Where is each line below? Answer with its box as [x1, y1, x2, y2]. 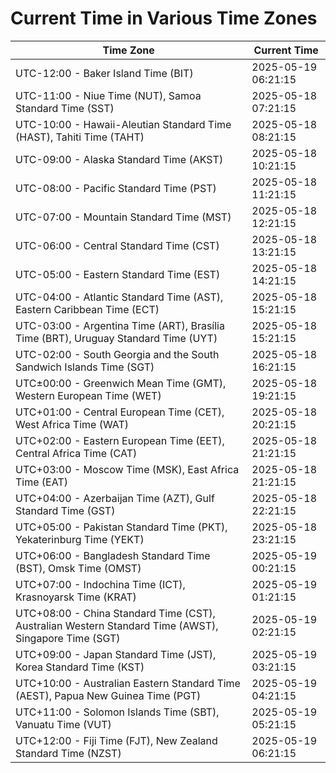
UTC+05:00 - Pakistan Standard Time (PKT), [15, 520, 228, 534]
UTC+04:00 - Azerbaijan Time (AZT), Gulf [15, 491, 215, 505]
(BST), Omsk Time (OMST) [15, 561, 142, 575]
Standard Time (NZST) [15, 746, 122, 760]
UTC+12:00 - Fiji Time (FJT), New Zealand [15, 733, 218, 747]
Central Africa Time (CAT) [15, 446, 138, 460]
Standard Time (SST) [15, 101, 115, 115]
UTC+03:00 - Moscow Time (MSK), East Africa [15, 462, 240, 476]
